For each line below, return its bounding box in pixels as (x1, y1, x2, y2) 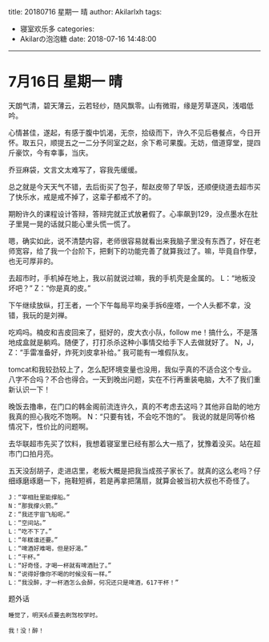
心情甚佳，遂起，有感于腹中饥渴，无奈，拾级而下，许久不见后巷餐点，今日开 (8, 128, 261, 137)
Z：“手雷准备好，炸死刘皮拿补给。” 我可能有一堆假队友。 (8, 347, 194, 357)
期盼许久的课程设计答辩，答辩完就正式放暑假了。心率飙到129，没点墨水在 (8, 209, 251, 218)
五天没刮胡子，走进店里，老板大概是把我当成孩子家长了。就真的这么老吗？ (8, 465, 254, 475)
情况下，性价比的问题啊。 (8, 421, 93, 431)
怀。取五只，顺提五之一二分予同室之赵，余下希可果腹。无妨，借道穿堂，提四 (8, 137, 261, 147)
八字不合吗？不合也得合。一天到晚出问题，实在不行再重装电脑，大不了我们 (8, 374, 254, 384)
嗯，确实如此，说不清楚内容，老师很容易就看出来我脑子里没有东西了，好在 (8, 236, 254, 246)
